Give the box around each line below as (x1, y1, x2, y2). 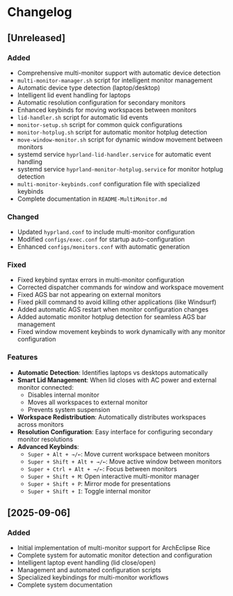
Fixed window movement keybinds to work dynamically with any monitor (17, 328, 226, 336)
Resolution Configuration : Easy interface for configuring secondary (17, 427, 214, 436)
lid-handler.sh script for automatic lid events (17, 113, 148, 121)
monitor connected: (17, 383, 74, 391)
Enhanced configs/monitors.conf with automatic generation (17, 243, 190, 251)
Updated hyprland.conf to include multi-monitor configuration (17, 228, 195, 236)
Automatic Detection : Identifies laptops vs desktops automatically (17, 368, 209, 376)
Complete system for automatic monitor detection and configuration (17, 551, 212, 560)
